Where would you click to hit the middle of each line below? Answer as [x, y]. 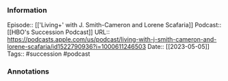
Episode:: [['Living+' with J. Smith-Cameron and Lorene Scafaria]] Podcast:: [114, 25]
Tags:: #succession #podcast [49, 54]
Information [27, 10]
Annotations [28, 71]
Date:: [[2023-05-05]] [178, 47]
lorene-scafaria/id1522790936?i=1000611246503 [77, 47]
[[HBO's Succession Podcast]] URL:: [59, 32]
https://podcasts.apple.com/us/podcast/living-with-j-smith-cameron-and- [112, 39]
